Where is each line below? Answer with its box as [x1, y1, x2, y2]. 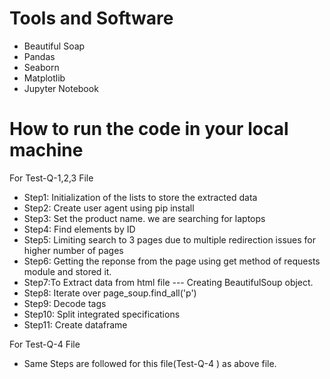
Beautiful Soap [23, 40, 86, 52]
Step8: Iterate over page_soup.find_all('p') [23, 287, 197, 299]
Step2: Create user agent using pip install [23, 202, 195, 214]
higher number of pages [23, 244, 124, 256]
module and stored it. [23, 265, 112, 277]
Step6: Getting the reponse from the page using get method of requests [23, 255, 321, 267]
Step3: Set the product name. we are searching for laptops [23, 212, 266, 224]
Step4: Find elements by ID [23, 223, 136, 235]
